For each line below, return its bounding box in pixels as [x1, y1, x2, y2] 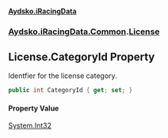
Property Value [8, 103, 59, 113]
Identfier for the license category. [8, 71, 117, 80]
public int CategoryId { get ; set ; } [8, 87, 133, 95]
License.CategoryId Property [8, 50, 155, 63]
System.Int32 [8, 121, 52, 130]
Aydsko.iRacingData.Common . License [8, 26, 160, 37]
